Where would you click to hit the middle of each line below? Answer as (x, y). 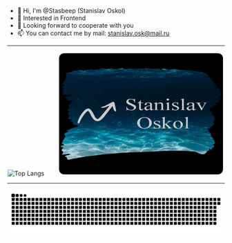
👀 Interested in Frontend (51, 18)
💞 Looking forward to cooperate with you (75, 25)
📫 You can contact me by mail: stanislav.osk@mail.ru (93, 33)
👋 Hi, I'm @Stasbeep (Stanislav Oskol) (71, 11)
